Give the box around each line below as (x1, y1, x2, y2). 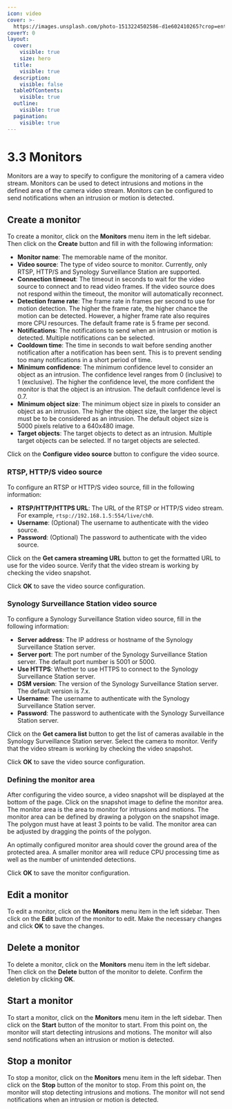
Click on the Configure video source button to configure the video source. (7, 450, 220, 458)
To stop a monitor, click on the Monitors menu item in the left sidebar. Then (7, 1074, 222, 1082)
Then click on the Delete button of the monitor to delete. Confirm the (7, 967, 203, 976)
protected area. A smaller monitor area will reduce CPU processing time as (7, 848, 220, 857)
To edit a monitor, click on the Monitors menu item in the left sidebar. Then (7, 907, 220, 916)
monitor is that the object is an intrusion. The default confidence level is (17, 385, 221, 394)
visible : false (19, 81, 64, 88)
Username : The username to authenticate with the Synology (17, 694, 190, 702)
